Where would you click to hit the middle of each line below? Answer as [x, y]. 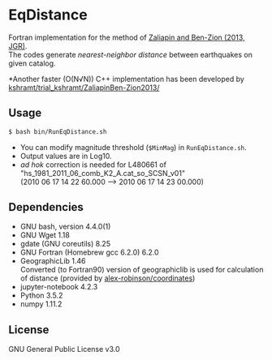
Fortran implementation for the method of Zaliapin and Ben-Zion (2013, [127, 37]
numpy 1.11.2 [41, 304]
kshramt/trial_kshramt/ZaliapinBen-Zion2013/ [84, 88]
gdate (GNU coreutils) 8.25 [65, 244]
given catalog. [32, 63]
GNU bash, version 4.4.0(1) [65, 227]
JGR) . [18, 45]
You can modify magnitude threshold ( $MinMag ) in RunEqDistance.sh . [134, 147]
